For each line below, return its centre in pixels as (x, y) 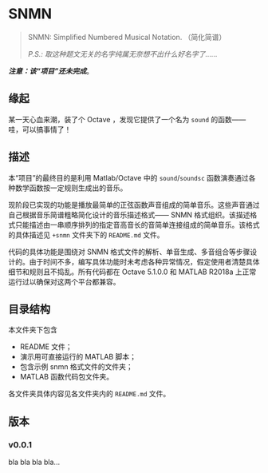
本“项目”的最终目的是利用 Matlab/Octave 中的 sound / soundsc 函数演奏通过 (128, 177)
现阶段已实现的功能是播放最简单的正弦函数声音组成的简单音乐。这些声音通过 (134, 205)
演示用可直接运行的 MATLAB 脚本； (78, 357)
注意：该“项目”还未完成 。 (51, 71)
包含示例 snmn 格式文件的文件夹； (76, 367)
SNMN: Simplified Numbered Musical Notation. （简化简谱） (127, 37)
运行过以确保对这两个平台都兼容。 (64, 281)
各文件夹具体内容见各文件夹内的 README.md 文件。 (89, 394)
